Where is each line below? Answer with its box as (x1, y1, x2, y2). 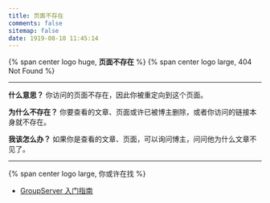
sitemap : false (8, 26, 59, 35)
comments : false (8, 19, 63, 27)
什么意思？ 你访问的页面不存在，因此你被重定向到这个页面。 (8, 90, 207, 100)
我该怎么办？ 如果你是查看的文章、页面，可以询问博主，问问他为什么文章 (8, 134, 250, 144)
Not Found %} (8, 66, 55, 76)
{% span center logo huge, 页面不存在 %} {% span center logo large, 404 (8, 57, 252, 67)
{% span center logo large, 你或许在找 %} (8, 169, 146, 179)
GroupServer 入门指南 (19, 186, 94, 196)
